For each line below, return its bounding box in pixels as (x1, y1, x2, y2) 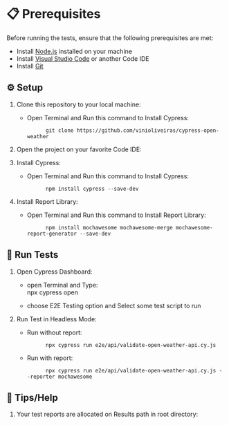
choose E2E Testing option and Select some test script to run (26, 301, 201, 310)
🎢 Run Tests (6, 249, 59, 261)
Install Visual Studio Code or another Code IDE (16, 54, 149, 63)
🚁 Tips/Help (6, 392, 58, 404)
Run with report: (26, 354, 73, 362)
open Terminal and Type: (26, 281, 98, 289)
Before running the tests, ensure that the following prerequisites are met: (6, 33, 214, 42)
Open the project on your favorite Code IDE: (16, 145, 143, 153)
